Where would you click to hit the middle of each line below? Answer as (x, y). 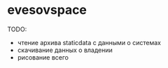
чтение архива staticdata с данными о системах (89, 42)
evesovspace (47, 10)
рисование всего (43, 57)
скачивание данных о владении (65, 50)
